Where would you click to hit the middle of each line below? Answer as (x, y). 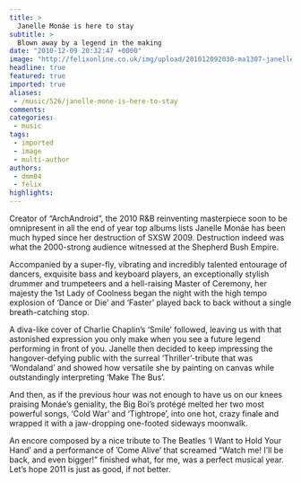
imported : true (38, 84)
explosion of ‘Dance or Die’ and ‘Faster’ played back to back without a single (150, 303)
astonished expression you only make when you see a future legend (135, 339)
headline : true (38, 68)
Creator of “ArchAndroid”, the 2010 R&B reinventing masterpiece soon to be (149, 218)
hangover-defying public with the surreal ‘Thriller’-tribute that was (131, 358)
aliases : (26, 92)
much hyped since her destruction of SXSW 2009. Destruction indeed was (147, 237)
